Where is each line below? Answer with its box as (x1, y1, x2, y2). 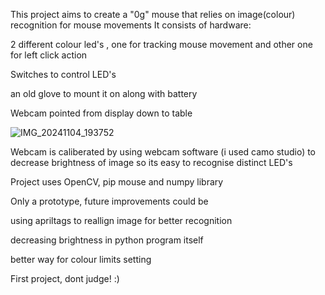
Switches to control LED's (10, 69, 117, 80)
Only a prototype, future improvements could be (10, 195, 209, 207)
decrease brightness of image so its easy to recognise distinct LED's (10, 157, 293, 168)
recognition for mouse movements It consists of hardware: (10, 19, 252, 31)
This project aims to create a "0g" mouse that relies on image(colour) (10, 9, 296, 20)
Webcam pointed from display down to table (10, 107, 193, 119)
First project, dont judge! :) (10, 273, 120, 284)
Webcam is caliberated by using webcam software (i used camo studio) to (10, 146, 317, 158)
